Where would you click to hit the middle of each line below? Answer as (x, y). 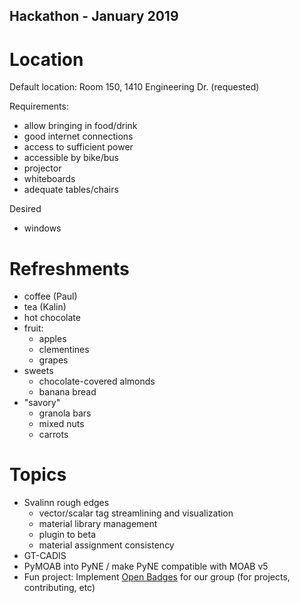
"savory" (42, 403)
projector (42, 168)
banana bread (67, 392)
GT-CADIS (45, 556)
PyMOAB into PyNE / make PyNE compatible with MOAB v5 (146, 566)
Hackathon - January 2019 (94, 16)
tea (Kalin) (45, 307)
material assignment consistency (106, 545)
